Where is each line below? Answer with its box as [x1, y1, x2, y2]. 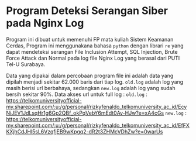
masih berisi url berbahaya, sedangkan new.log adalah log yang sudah [6, 84, 176, 91]
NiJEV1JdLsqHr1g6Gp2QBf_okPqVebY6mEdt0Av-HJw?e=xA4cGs [6, 109, 164, 116]
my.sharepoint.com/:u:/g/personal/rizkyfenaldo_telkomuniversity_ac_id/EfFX [6, 122, 190, 129]
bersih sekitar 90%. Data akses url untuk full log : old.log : [6, 91, 148, 98]
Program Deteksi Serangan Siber [6, 4, 169, 18]
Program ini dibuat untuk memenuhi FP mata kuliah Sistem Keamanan [6, 36, 174, 43]
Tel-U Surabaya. [6, 60, 46, 68]
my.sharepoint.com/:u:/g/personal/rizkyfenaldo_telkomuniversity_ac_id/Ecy [6, 103, 187, 110]
